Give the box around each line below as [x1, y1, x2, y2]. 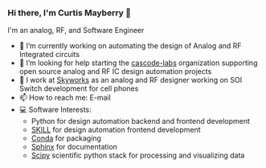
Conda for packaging [31, 133, 102, 143]
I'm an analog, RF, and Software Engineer [7, 26, 145, 35]
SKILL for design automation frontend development [31, 125, 202, 135]
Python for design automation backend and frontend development [31, 117, 251, 126]
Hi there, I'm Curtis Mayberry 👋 [7, 7, 132, 18]
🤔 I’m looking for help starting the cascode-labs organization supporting [18, 58, 258, 68]
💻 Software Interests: [18, 104, 92, 115]
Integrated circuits [18, 50, 80, 59]
